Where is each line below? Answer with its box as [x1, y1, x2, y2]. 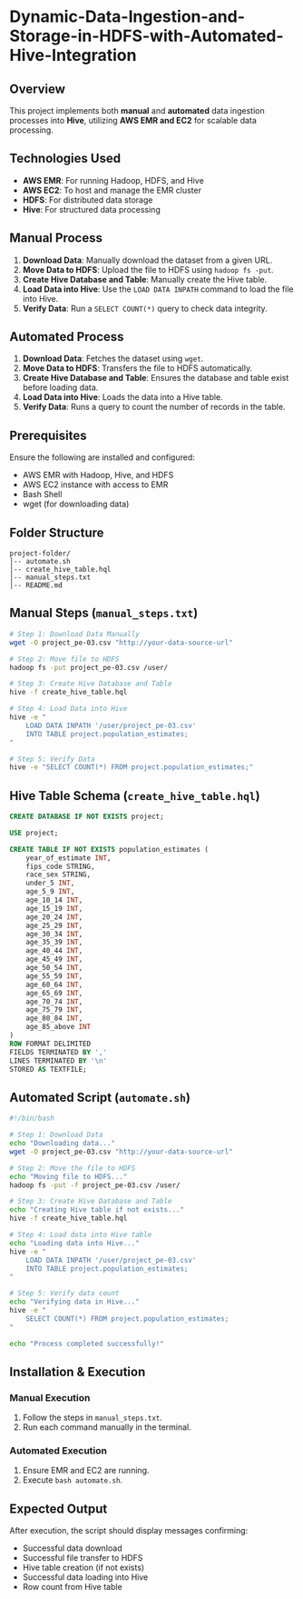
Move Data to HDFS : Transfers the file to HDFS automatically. [22, 363, 252, 374]
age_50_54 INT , [25, 964, 83, 973]
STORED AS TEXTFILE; [9, 1064, 88, 1074]
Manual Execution [9, 1391, 91, 1404]
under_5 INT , [25, 879, 75, 888]
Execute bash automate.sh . [22, 1474, 123, 1485]
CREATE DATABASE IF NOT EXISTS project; [9, 812, 165, 822]
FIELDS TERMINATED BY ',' [9, 1047, 107, 1056]
